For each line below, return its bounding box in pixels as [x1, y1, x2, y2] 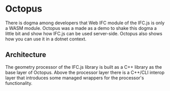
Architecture [5, 51, 47, 59]
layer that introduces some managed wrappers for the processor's [5, 74, 144, 81]
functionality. [5, 80, 33, 86]
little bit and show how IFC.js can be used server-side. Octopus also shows [5, 30, 162, 36]
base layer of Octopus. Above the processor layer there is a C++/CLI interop [5, 69, 165, 75]
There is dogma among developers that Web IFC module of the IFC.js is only [5, 20, 165, 26]
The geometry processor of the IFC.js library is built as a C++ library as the [5, 64, 162, 70]
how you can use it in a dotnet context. [5, 36, 87, 42]
